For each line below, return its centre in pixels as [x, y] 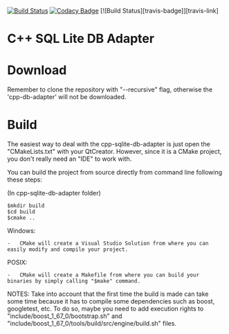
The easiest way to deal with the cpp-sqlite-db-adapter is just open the [109, 144]
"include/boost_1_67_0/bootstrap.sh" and [65, 316]
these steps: [25, 179]
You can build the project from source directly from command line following [115, 173]
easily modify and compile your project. [68, 249]
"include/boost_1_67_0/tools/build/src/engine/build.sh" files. [92, 324]
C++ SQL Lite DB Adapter [81, 39]
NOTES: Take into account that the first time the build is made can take [108, 294]
